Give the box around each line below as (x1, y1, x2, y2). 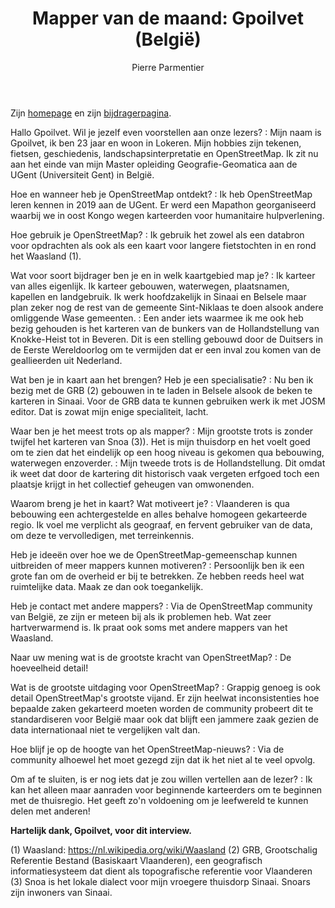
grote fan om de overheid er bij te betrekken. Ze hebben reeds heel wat (10, 570, 305, 582)
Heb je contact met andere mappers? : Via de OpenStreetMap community (10, 600, 313, 612)
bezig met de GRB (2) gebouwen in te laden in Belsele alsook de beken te (10, 384, 313, 396)
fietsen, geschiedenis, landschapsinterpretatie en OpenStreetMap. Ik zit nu (10, 147, 319, 159)
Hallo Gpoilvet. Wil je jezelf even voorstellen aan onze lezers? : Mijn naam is (10, 126, 322, 138)
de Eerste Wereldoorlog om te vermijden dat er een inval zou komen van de (10, 343, 322, 356)
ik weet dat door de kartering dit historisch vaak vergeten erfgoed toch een (10, 467, 320, 479)
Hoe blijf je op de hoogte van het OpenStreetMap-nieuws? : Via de (10, 743, 285, 755)
